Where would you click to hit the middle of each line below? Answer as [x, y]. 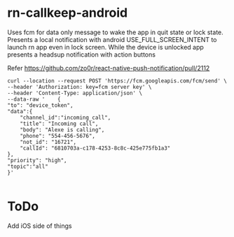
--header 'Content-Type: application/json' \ [75, 93]
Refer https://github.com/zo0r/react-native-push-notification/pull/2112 [109, 68]
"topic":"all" [28, 166]
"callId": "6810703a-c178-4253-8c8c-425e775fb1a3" [95, 148]
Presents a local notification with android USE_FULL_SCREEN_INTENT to [112, 39]
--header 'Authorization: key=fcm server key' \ [80, 87]
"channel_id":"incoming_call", [66, 117]
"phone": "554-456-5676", [58, 136]
